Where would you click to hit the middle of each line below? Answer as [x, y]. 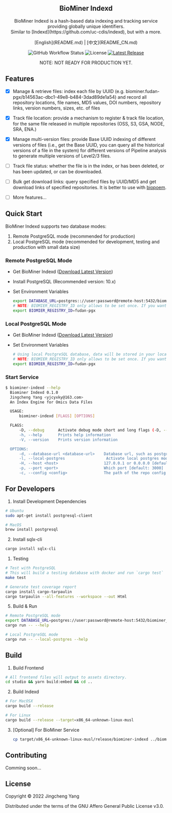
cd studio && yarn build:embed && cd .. [49, 682]
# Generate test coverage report [41, 587]
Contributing [26, 755]
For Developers [30, 489]
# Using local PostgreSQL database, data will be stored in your [84, 354]
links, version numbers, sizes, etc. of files [56, 108]
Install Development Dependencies [49, 501]
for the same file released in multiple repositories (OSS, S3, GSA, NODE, [89, 123]
